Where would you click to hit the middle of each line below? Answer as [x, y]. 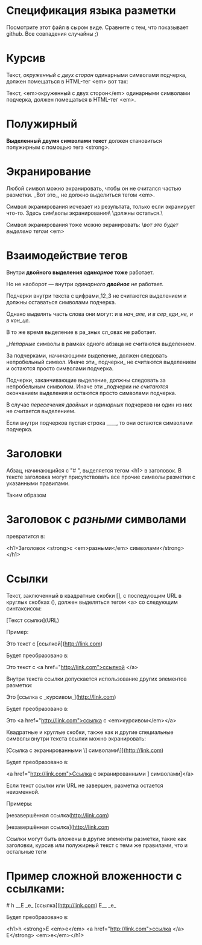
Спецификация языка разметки [91, 11]
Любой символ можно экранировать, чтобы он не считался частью [94, 188]
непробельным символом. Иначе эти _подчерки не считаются [87, 386]
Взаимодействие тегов [67, 255]
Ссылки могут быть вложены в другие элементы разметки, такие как [96, 839]
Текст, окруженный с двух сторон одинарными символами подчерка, [96, 75]
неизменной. [23, 792]
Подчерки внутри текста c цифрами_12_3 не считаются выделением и [96, 296]
